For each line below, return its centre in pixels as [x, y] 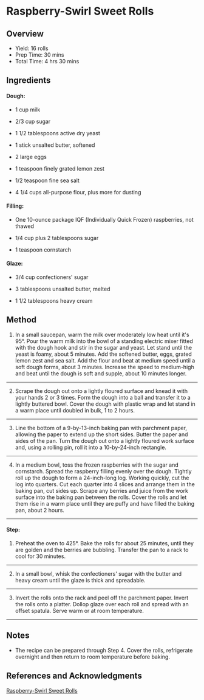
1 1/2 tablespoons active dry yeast [57, 133]
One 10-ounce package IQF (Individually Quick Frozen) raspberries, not [104, 219]
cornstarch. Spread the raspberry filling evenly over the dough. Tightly [104, 471]
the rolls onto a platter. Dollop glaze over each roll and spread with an [102, 604]
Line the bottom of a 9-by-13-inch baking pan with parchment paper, [101, 428]
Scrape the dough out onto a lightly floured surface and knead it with [101, 391]
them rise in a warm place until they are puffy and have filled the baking [105, 503]
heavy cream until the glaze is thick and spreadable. [80, 581]
